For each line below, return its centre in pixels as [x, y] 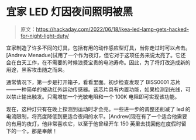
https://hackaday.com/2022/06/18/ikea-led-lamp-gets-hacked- [112, 29]
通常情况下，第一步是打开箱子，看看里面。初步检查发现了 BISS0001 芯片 [93, 82]
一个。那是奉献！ [37, 131]
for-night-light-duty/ [44, 36]
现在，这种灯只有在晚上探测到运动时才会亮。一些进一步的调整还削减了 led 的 [98, 109]
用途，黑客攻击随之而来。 [37, 69]
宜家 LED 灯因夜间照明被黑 [70, 12]
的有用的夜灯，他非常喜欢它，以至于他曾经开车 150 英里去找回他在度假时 [94, 124]
